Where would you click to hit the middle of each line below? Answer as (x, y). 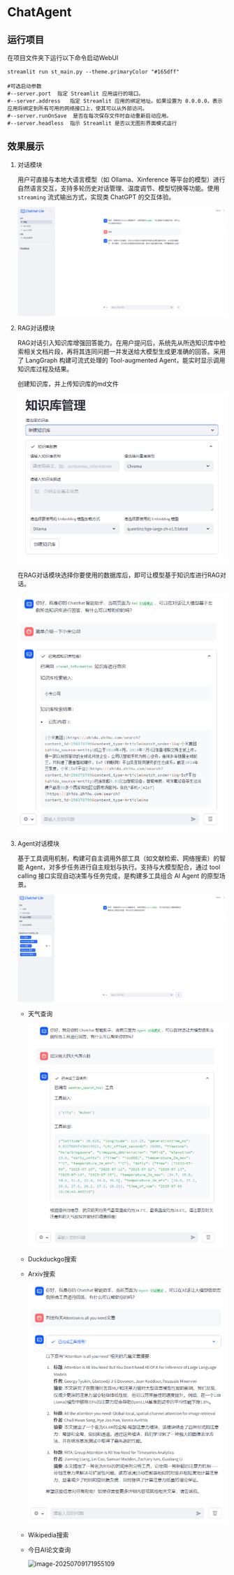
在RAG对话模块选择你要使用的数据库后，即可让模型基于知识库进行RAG (119, 575)
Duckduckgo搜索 (52, 1259)
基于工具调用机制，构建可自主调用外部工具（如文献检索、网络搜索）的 (118, 858)
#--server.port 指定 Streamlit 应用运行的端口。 (76, 94)
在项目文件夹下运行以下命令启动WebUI (63, 58)
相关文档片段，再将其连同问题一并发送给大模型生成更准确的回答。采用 (124, 351)
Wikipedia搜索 (48, 1535)
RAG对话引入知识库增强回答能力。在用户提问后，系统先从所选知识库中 (118, 342)
